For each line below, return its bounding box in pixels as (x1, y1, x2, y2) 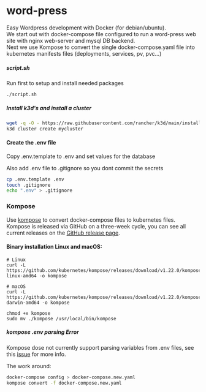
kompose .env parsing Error (6, 328, 80, 336)
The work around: (6, 362, 51, 369)
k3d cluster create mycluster (6, 126, 84, 132)
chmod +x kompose (6, 310, 51, 316)
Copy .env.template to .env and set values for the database (6, 153, 156, 160)
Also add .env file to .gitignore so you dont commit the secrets (6, 164, 164, 171)
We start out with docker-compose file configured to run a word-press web (6, 30, 196, 37)
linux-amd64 (6, 273, 37, 279)
